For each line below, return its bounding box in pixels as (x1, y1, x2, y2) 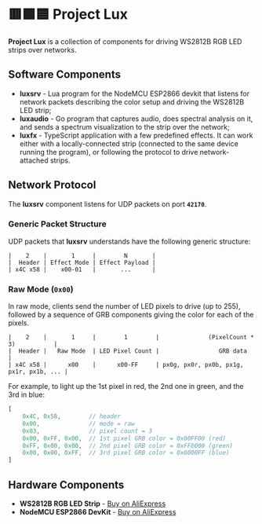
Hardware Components (8, 478, 125, 491)
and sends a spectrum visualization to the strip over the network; (19, 122, 230, 131)
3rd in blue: (8, 390, 45, 400)
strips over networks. (8, 45, 77, 54)
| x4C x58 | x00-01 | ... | (8, 266, 156, 273)
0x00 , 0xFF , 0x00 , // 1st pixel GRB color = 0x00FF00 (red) (22, 434, 226, 442)
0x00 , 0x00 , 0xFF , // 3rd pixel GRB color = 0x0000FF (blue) (22, 449, 230, 457)
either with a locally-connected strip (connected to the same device (19, 138, 239, 148)
